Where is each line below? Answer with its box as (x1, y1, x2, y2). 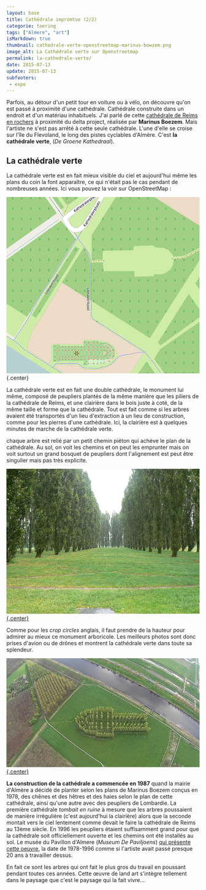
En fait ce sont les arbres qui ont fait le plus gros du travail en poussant (6, 863, 186, 870)
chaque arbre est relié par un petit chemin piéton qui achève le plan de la (6, 437, 191, 445)
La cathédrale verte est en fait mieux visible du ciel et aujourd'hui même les (6, 172, 197, 179)
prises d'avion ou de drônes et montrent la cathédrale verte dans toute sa (6, 640, 192, 647)
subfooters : (6, 74, 37, 81)
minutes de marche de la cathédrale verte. (6, 425, 113, 432)
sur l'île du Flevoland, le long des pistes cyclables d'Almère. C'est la (6, 131, 178, 139)
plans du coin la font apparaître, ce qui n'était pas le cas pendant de (6, 178, 178, 186)
